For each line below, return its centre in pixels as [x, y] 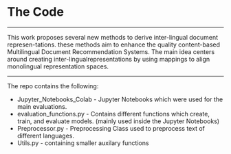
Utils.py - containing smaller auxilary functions [83, 143]
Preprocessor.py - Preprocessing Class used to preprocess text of [111, 128]
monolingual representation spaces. [58, 66]
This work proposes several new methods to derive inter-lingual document [113, 37]
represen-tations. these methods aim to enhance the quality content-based [114, 44]
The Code [35, 12]
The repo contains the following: [53, 86]
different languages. [45, 136]
